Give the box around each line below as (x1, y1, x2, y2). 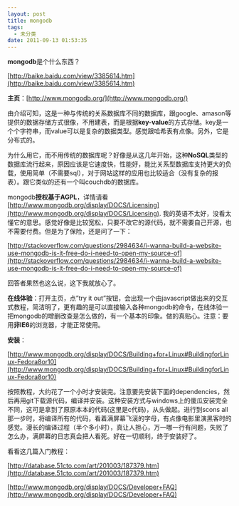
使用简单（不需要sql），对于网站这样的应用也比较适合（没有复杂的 (19, 169, 213, 177)
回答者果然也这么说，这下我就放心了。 (7, 279, 119, 287)
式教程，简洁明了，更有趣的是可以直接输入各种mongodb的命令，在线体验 (7, 303, 223, 311)
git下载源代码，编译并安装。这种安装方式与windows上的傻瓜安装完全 (26, 396, 228, 405)
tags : (7, 24, 23, 31)
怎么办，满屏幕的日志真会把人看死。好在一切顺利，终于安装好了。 (7, 432, 201, 440)
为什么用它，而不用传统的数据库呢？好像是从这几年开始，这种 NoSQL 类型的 (7, 151, 228, 160)
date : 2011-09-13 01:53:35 (7, 37, 87, 44)
